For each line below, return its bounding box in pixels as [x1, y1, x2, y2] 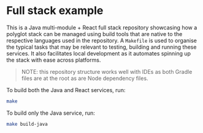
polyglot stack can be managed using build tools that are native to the [6, 30, 183, 37]
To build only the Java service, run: [6, 109, 95, 117]
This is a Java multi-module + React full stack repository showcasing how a [6, 24, 197, 31]
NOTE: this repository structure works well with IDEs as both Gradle [21, 68, 193, 75]
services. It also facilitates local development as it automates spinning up [6, 49, 191, 57]
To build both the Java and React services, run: [6, 86, 126, 93]
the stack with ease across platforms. [6, 56, 101, 63]
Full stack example [6, 4, 104, 18]
